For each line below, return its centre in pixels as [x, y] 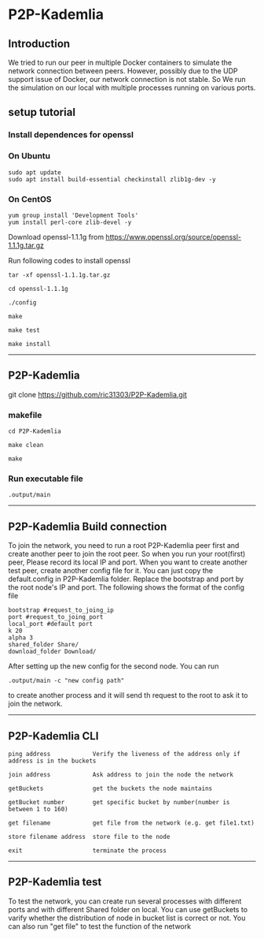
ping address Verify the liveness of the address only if [125, 754]
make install [29, 344]
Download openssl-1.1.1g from [56, 237]
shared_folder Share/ [44, 645]
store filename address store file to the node [89, 837]
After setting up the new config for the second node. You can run [114, 666]
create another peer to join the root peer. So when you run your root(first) [127, 554]
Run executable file [46, 479]
